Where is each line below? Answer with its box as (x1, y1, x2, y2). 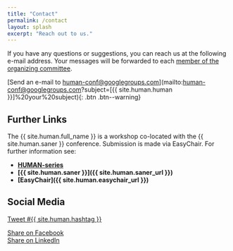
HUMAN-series (17, 161, 64, 169)
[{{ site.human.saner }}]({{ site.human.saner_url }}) (17, 169, 173, 177)
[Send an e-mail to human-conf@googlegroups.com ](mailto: (7, 78, 183, 87)
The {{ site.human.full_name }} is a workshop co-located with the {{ (7, 132, 204, 141)
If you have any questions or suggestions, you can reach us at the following (7, 49, 227, 58)
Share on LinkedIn (7, 235, 60, 244)
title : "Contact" (7, 10, 58, 18)
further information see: (7, 147, 76, 156)
